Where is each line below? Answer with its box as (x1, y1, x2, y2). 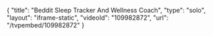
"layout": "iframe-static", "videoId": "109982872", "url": (6, 13, 169, 22)
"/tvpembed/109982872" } (6, 21, 85, 29)
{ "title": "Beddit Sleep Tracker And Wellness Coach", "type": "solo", (6, 6, 206, 14)
